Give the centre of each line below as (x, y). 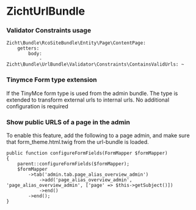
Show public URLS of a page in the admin (68, 122)
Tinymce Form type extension (52, 80)
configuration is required (37, 106)
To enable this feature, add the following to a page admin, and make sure (98, 135)
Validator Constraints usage (49, 31)
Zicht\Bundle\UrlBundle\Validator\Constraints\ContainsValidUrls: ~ (95, 65)
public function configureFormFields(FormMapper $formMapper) (87, 153)
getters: (28, 48)
